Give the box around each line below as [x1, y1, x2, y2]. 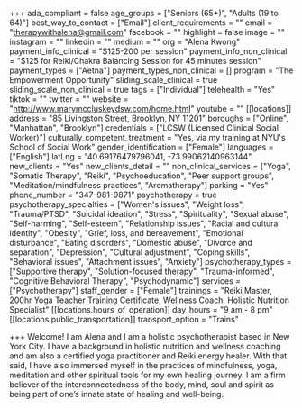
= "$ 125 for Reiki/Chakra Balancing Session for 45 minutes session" [9, 56, 261, 66]
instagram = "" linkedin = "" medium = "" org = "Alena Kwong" [9, 36, 241, 47]
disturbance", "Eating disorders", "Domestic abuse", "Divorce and [9, 238, 252, 248]
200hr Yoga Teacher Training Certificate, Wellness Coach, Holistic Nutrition [9, 295, 290, 305]
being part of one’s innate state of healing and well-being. [9, 389, 224, 399]
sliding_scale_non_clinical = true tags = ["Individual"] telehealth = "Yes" [9, 85, 276, 95]
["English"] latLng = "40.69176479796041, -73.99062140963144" [9, 151, 252, 161]
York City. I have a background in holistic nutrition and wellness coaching [9, 341, 281, 351]
